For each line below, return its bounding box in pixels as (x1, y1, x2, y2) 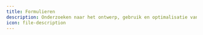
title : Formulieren (6, 8, 56, 15)
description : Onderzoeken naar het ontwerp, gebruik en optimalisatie (6, 14, 188, 20)
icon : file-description (6, 20, 66, 26)
